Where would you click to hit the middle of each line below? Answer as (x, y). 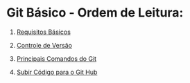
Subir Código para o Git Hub (57, 72)
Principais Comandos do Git (57, 58)
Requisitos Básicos (43, 32)
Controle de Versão (44, 45)
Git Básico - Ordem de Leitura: (95, 13)
